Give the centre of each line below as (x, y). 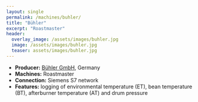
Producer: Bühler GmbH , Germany (57, 67)
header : (16, 34)
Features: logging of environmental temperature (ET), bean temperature (103, 86)
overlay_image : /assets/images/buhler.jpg (65, 39)
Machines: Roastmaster (44, 74)
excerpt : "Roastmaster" (36, 28)
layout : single (25, 12)
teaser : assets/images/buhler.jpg (54, 51)
